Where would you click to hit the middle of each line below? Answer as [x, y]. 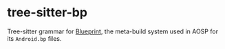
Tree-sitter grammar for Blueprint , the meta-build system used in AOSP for [113, 31]
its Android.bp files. [34, 38]
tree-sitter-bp [47, 13]
